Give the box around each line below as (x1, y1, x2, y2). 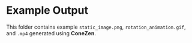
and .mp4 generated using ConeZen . (6, 29, 96, 36)
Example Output (6, 4, 89, 17)
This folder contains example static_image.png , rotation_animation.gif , (6, 23, 186, 30)
